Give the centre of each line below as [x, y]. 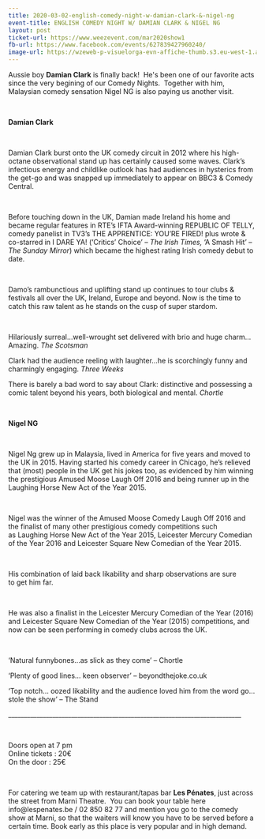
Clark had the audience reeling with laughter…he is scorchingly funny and [128, 361]
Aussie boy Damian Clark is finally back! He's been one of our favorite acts [131, 75]
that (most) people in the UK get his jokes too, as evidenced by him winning [131, 470]
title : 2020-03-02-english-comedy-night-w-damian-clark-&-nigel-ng [121, 15]
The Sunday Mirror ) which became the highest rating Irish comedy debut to [131, 250]
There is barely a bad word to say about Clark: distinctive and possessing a [130, 384]
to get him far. [31, 582]
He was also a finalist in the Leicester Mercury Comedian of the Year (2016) [131, 613]
